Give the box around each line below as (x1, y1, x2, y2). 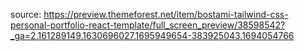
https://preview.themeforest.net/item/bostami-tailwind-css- (43, 9, 289, 20)
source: (10, 9, 42, 20)
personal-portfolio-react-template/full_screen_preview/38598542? (10, 19, 286, 31)
